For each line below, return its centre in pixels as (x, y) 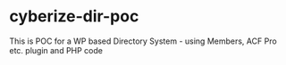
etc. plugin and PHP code (56, 50)
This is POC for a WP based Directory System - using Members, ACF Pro (143, 41)
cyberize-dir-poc (74, 16)
